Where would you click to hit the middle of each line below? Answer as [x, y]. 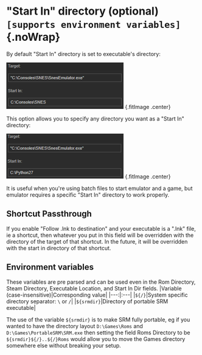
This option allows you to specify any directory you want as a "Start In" [95, 118]
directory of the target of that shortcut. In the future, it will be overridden [97, 241]
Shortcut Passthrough [49, 214]
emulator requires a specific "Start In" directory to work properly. [88, 195]
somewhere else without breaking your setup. [64, 345]
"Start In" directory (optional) [83, 11]
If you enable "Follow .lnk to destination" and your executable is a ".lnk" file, [101, 228]
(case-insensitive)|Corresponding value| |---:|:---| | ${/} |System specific [97, 295]
